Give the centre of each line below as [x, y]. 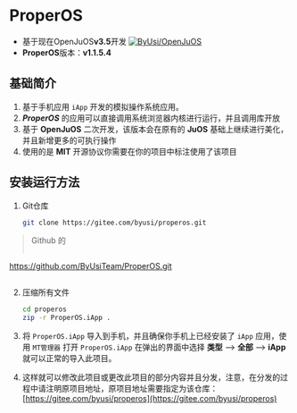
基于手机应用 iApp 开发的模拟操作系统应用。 [103, 106]
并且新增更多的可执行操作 [69, 140]
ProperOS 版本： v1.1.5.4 [66, 52]
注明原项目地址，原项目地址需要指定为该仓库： [132, 389]
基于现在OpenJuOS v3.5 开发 [74, 41]
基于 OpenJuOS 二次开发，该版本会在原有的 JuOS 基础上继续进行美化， [155, 129]
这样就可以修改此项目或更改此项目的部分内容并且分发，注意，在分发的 [151, 377]
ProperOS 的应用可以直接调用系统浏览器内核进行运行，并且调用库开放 [151, 118]
